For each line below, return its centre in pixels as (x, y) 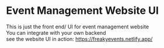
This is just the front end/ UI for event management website (78, 27)
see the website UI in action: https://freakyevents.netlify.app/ (79, 39)
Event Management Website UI (83, 11)
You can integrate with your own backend (56, 32)
